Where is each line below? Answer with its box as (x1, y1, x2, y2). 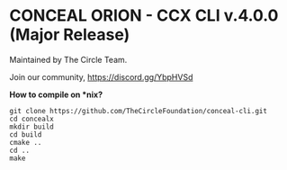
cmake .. (9, 138, 42, 147)
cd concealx (9, 114, 54, 123)
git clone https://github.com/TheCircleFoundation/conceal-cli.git (9, 106, 268, 115)
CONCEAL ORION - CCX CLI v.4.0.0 (9, 5, 279, 26)
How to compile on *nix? (9, 89, 103, 100)
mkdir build (9, 122, 54, 131)
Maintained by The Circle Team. (9, 54, 128, 65)
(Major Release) (9, 24, 130, 45)
